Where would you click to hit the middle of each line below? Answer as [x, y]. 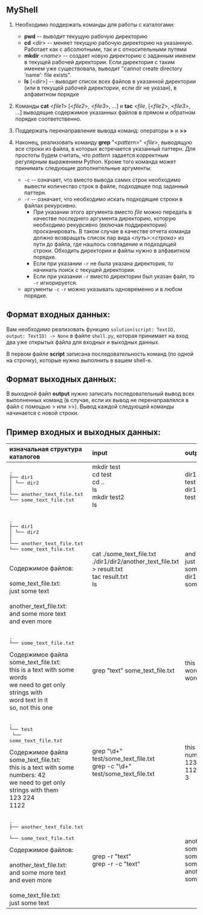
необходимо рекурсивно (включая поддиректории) [100, 225]
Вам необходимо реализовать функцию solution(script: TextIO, [91, 329]
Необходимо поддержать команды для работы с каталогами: [95, 24]
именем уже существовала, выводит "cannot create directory [103, 68]
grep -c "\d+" [112, 767]
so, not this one [31, 708]
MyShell [22, 10]
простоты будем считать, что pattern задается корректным [92, 155]
